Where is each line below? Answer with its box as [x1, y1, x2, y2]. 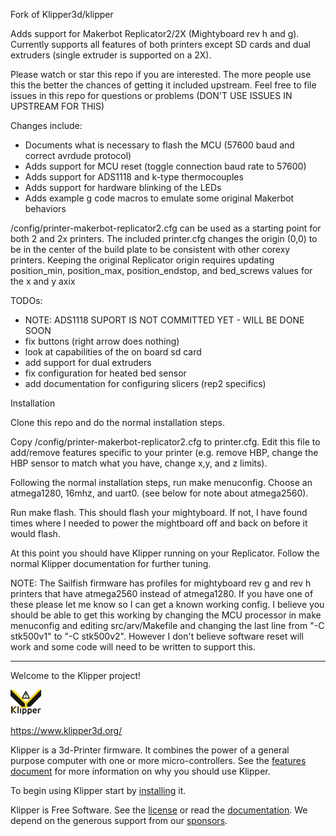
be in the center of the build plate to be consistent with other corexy [10, 244, 291, 255]
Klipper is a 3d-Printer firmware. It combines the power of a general [10, 744, 290, 756]
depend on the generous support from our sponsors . [10, 815, 228, 826]
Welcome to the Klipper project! [10, 670, 141, 681]
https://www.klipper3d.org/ [10, 725, 123, 736]
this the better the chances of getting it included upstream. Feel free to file [10, 79, 317, 91]
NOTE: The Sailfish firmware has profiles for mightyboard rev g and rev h [10, 577, 312, 589]
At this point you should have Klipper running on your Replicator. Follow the [10, 547, 320, 559]
